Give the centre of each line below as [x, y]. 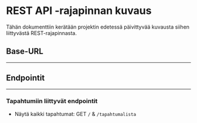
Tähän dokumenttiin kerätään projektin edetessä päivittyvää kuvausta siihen [98, 27]
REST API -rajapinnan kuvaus [79, 11]
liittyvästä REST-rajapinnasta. [42, 33]
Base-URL [25, 52]
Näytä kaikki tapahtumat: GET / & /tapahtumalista [75, 114]
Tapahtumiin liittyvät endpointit [52, 101]
